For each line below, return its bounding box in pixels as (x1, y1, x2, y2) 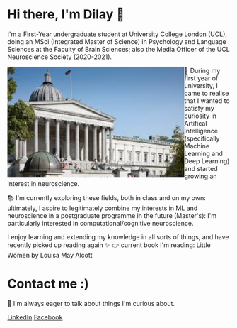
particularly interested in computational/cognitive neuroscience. (7, 219, 194, 227)
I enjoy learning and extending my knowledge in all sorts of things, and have (7, 232, 229, 241)
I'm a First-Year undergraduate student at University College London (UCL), (7, 30, 228, 38)
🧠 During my (184, 66, 221, 75)
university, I (184, 81, 218, 89)
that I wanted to (184, 96, 230, 105)
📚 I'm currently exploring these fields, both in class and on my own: (7, 193, 207, 202)
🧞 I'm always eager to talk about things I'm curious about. (7, 299, 175, 307)
